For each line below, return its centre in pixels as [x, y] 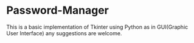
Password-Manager [58, 10]
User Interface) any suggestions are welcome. [64, 33]
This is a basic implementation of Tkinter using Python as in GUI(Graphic [97, 27]
